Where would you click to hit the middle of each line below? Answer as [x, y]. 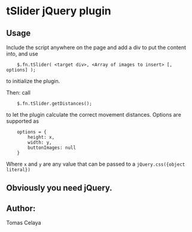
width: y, [40, 142]
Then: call [19, 93]
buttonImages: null [52, 148]
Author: [21, 208]
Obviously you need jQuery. [59, 188]
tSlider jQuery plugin [59, 11]
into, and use [22, 54]
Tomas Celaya [24, 223]
